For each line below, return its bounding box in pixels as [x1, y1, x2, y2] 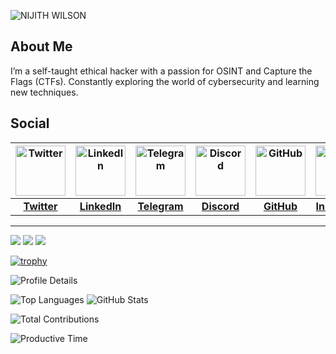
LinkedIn [79, 199, 122, 213]
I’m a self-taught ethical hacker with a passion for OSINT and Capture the [10, 65, 313, 77]
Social [10, 115, 50, 132]
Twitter [23, 199, 58, 213]
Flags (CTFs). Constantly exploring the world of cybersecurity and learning [10, 75, 320, 87]
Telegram [137, 199, 184, 213]
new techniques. [10, 86, 79, 98]
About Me [10, 38, 73, 55]
